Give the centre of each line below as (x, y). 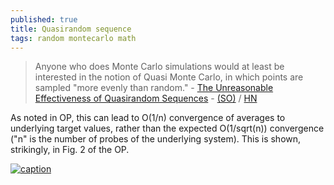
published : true (44, 19)
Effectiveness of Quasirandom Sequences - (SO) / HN (146, 98)
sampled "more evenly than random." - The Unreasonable (154, 88)
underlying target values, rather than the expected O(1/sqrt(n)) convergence (167, 128)
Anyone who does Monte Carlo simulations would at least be (159, 67)
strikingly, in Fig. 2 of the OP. (70, 150)
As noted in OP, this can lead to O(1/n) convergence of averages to (148, 118)
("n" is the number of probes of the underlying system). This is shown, (156, 139)
